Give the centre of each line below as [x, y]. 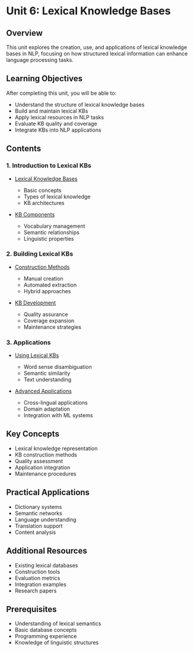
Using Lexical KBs [37, 355]
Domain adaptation [47, 409]
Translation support [39, 526]
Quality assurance [46, 314]
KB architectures [44, 203]
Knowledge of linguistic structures [57, 642]
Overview [25, 33]
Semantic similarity [47, 373]
